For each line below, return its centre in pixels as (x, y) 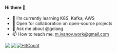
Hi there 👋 (15, 7)
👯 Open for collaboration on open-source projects (62, 24)
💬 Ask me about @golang (38, 29)
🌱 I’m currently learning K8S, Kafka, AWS (53, 18)
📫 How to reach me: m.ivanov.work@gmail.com (60, 34)
